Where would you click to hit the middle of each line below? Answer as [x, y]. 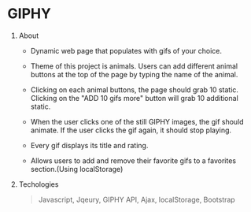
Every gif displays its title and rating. [89, 145]
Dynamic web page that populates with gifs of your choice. [126, 50]
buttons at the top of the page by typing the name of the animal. [134, 74]
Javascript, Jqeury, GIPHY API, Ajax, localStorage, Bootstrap [137, 199]
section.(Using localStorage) [77, 169]
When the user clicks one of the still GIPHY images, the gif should [137, 121]
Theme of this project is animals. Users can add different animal [134, 66]
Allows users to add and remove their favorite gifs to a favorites [133, 160]
